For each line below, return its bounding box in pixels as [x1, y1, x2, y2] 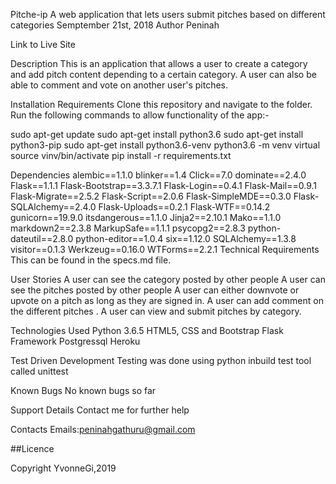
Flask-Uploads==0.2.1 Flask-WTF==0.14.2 [98, 201, 271, 213]
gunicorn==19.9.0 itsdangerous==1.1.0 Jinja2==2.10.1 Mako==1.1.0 [10, 212, 282, 223]
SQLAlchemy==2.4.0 [10, 201, 97, 213]
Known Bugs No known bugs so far [10, 385, 157, 396]
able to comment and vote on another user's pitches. [10, 79, 228, 91]
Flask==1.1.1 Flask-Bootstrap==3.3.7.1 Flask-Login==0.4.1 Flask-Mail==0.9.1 [10, 180, 318, 191]
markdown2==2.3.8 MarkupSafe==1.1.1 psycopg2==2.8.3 [10, 222, 246, 234]
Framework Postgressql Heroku [10, 335, 141, 347]
